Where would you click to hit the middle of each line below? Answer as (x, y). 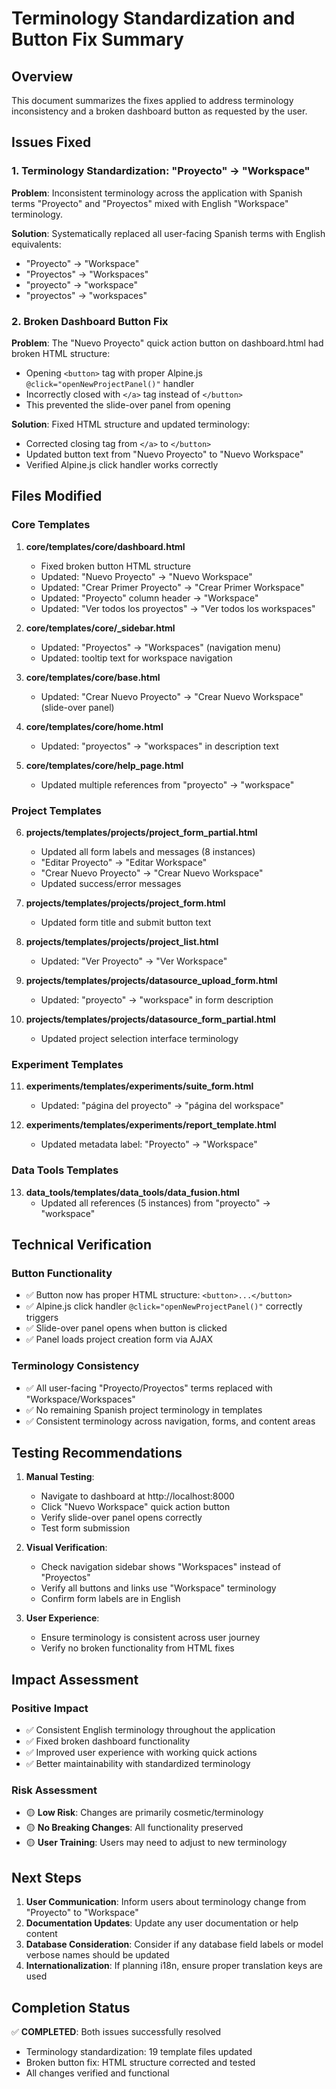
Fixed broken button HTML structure (115, 566)
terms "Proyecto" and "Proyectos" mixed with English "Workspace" (150, 203)
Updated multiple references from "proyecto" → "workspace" (167, 784)
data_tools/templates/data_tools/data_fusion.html (132, 1192)
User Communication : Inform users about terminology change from (166, 1902)
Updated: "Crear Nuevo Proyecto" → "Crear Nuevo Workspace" (172, 696)
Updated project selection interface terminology (139, 1038)
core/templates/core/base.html (93, 677)
